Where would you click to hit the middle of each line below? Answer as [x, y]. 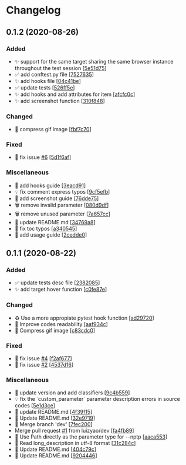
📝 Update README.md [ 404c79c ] [55, 449]
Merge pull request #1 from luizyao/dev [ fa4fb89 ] [74, 431]
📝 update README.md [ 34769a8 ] [55, 222]
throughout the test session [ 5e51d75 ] [60, 68]
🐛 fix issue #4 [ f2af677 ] [43, 358]
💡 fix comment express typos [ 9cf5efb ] [62, 191]
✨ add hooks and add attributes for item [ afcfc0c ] [75, 94]
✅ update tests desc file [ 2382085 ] [57, 283]
